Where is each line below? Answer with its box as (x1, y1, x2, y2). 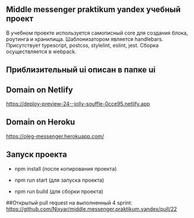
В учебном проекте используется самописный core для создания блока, (6, 29, 188, 36)
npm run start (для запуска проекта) (14, 177, 105, 184)
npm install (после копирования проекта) (14, 165, 117, 172)
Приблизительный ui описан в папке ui (6, 65, 156, 75)
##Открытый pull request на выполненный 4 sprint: (6, 199, 133, 206)
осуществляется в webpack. (6, 48, 77, 55)
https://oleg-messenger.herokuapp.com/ (6, 133, 104, 140)
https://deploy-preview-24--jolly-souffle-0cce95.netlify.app (6, 101, 150, 108)
